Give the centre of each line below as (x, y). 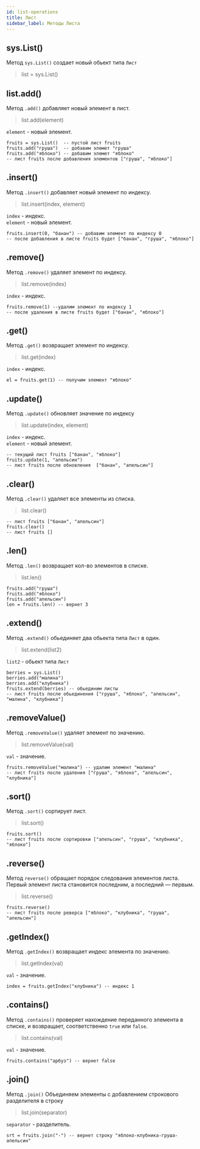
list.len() (31, 577)
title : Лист (21, 18)
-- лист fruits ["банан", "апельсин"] (55, 522)
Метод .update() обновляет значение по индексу (71, 413)
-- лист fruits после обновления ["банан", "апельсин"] (80, 466)
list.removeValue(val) (47, 744)
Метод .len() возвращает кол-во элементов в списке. (77, 565)
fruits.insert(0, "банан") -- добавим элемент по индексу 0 (84, 233)
